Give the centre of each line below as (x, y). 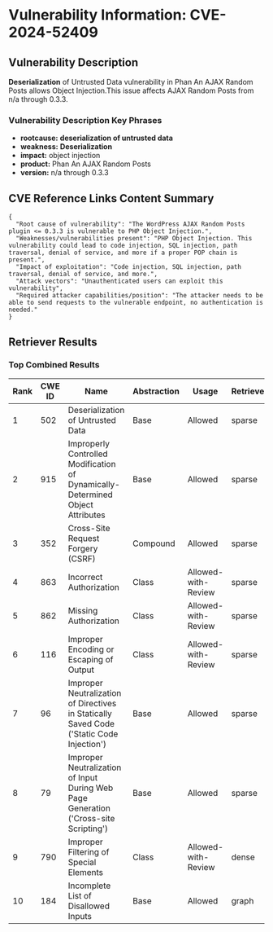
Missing (83, 610)
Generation (89, 808)
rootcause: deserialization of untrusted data (96, 138)
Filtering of (89, 851)
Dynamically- (94, 484)
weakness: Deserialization (66, 147)
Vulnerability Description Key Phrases (85, 120)
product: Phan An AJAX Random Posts (86, 164)
